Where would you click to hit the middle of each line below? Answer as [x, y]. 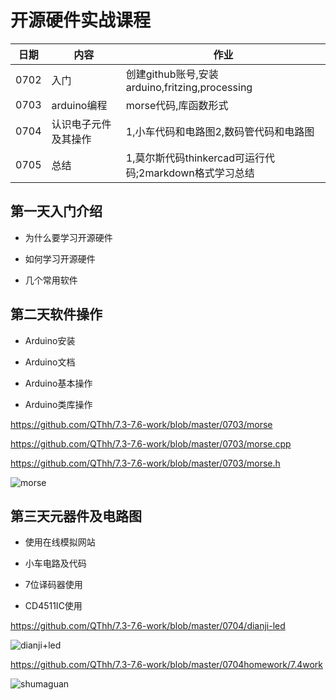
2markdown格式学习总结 [196, 173]
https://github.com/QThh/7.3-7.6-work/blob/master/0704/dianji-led [148, 626]
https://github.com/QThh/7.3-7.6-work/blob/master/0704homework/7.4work [167, 665]
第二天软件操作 [56, 314]
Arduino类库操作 [58, 404]
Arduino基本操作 [58, 383]
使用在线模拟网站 [60, 542]
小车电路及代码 [55, 563]
